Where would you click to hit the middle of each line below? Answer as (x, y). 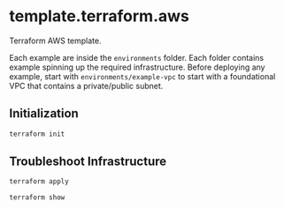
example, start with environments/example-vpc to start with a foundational (142, 76)
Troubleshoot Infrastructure (88, 162)
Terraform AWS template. (55, 41)
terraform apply (39, 182)
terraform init (37, 134)
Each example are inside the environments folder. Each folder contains (136, 57)
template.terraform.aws (100, 16)
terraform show (37, 198)
